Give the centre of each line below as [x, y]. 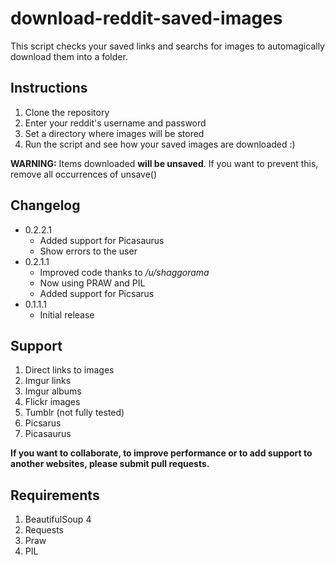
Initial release [67, 314]
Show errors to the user [88, 251]
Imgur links [48, 381]
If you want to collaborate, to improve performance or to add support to [161, 453]
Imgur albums [53, 391]
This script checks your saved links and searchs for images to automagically [167, 46]
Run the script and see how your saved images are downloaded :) [160, 144]
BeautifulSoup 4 [58, 519]
